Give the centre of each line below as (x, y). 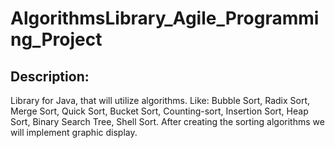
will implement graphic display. (74, 132)
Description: (50, 76)
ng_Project (56, 39)
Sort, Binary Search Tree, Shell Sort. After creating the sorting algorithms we (167, 121)
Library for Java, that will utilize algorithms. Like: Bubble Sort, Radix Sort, (160, 100)
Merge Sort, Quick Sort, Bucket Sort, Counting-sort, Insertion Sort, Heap (159, 111)
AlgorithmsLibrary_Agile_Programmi (165, 18)
